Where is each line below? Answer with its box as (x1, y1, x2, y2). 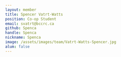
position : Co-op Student (5, 16, 57, 21)
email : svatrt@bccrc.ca (5, 21, 55, 26)
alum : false (5, 44, 30, 49)
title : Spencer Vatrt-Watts (5, 12, 63, 17)
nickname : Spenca (5, 35, 41, 40)
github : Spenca (5, 26, 37, 31)
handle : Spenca (5, 30, 37, 35)
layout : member (5, 7, 37, 12)
